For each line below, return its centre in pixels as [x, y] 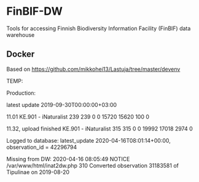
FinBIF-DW [34, 11]
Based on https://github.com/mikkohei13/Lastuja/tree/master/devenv [93, 69]
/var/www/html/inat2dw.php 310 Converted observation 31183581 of [93, 165]
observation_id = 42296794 [42, 147]
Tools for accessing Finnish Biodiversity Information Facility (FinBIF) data [99, 28]
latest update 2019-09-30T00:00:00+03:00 [62, 105]
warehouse [21, 34]
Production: [21, 93]
